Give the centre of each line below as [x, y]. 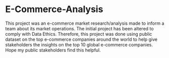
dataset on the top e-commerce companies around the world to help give [81, 39]
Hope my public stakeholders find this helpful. [53, 50]
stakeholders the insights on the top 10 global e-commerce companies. [79, 44]
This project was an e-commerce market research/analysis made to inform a [85, 23]
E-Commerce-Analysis [54, 9]
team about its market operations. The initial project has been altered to [79, 28]
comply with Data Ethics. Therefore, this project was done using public [79, 34]
